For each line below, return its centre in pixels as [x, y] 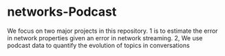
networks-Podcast [62, 12]
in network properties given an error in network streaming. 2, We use [105, 38]
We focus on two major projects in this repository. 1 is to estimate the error [112, 31]
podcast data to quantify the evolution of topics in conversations [99, 45]
